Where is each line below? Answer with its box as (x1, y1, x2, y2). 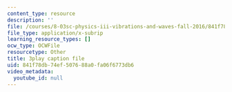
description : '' (7, 17, 54, 24)
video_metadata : (7, 68, 54, 75)
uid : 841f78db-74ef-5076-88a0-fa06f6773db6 (7, 62, 135, 68)
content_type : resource (7, 10, 76, 17)
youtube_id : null (13, 74, 64, 82)
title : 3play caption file (7, 55, 85, 62)
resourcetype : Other (7, 49, 67, 56)
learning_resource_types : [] (7, 36, 91, 43)
